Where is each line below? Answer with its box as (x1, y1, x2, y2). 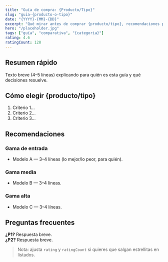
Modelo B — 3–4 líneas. (12, 180, 61, 186)
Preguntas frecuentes (5, 218, 75, 227)
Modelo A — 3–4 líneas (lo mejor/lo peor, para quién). (12, 156, 123, 162)
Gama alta (5, 192, 30, 199)
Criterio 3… (12, 115, 36, 121)
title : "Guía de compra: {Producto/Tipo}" (5, 7, 95, 12)
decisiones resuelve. (5, 77, 48, 83)
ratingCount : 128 (5, 40, 41, 45)
